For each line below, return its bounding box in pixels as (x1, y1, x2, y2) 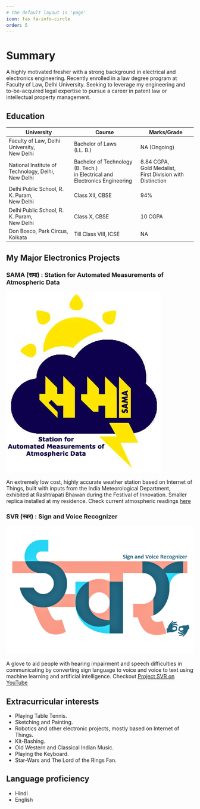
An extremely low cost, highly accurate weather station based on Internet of (6, 478, 192, 486)
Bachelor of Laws (74, 140, 117, 147)
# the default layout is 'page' (6, 10, 86, 16)
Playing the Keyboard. (14, 751, 70, 758)
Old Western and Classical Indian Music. (14, 744, 114, 751)
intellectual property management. (6, 94, 91, 101)
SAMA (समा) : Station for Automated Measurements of (6, 270, 164, 279)
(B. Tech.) (74, 165, 98, 172)
